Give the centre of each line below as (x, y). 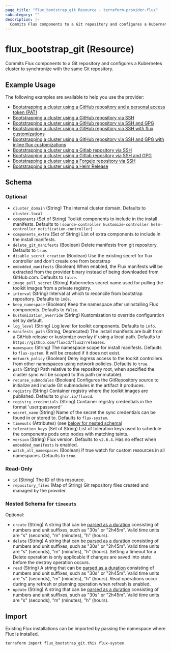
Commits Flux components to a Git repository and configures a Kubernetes (84, 64)
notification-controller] (65, 229)
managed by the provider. (40, 490)
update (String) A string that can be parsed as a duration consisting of (85, 589)
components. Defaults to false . (46, 309)
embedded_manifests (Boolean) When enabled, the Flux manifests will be (88, 266)
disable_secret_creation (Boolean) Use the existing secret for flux (82, 255)
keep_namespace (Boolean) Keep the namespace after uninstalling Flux (85, 304)
